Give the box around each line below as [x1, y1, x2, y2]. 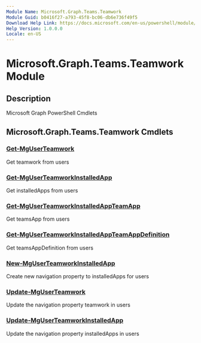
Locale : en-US [6, 31, 42, 37]
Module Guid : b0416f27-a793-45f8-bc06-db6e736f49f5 [6, 14, 138, 20]
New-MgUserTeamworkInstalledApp [6, 259, 115, 267]
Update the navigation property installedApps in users [6, 330, 139, 337]
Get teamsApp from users [6, 215, 70, 222]
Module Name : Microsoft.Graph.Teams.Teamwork [6, 8, 121, 15]
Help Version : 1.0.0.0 [6, 25, 63, 32]
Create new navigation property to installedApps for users [6, 273, 150, 279]
